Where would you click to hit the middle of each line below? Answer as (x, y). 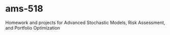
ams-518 (24, 9)
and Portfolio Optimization (33, 27)
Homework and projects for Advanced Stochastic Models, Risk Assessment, (85, 22)
